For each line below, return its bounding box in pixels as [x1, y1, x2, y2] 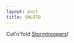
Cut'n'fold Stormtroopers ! [6, 30, 69, 37]
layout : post [6, 8, 38, 15]
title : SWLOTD [6, 14, 41, 20]
